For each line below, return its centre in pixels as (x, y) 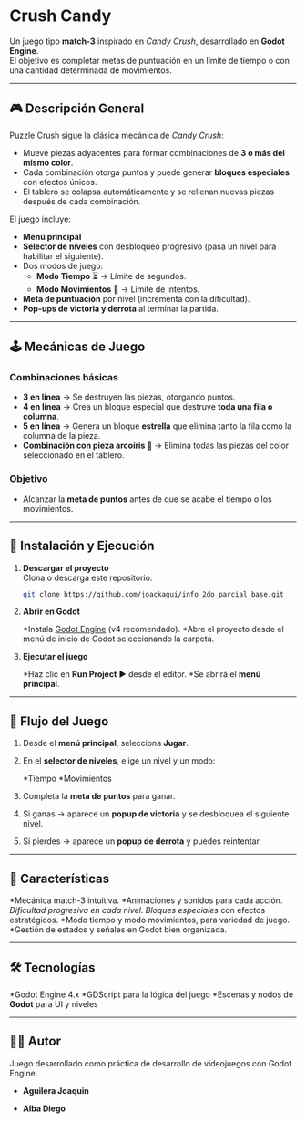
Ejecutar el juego (55, 657)
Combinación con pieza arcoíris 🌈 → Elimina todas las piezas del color (156, 446)
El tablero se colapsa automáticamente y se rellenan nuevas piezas (148, 192)
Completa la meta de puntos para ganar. (99, 796)
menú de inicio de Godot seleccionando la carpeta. (118, 639)
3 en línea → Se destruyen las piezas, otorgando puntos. (129, 397)
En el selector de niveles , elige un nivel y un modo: (119, 761)
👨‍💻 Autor (36, 1041)
